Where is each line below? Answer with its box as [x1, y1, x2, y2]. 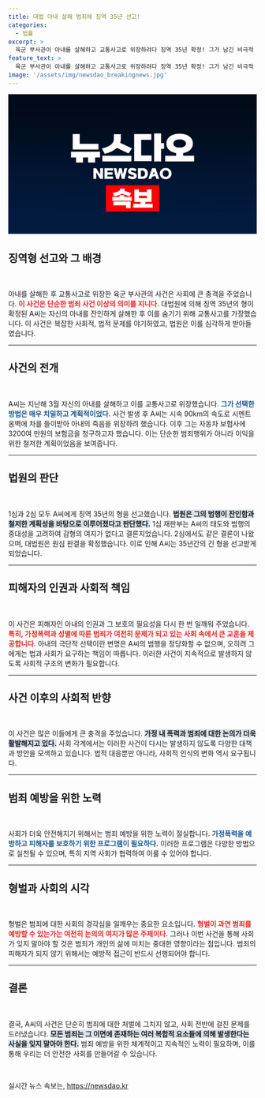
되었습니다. [8, 549, 43, 558]
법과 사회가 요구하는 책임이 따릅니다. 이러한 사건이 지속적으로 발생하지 [28, 648, 244, 658]
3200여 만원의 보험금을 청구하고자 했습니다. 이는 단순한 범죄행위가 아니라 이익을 [8, 429, 255, 438]
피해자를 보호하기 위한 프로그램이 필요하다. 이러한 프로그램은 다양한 [28, 839, 235, 849]
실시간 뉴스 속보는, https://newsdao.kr [8, 1081, 129, 1090]
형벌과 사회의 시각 [8, 881, 90, 895]
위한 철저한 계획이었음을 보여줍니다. [8, 438, 118, 448]
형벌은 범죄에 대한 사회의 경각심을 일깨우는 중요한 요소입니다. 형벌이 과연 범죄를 [8, 919, 252, 928]
